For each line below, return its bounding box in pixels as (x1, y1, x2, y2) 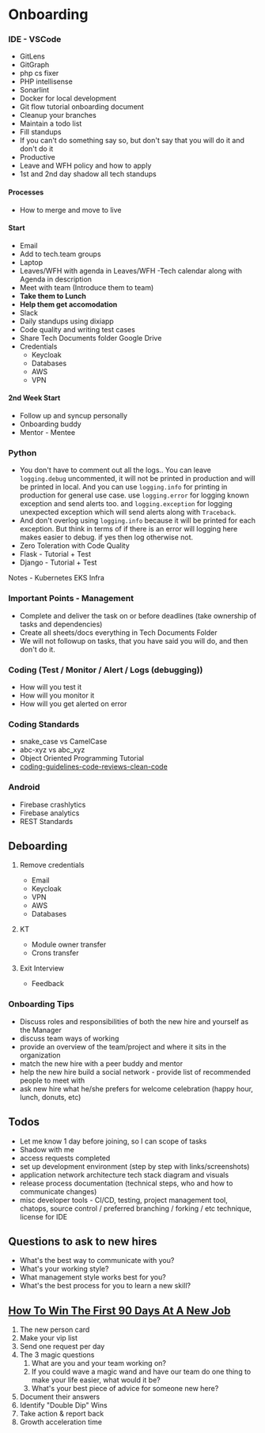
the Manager (19, 1025, 62, 1034)
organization (19, 1050, 61, 1060)
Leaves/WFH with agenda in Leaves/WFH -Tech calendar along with (19, 266, 243, 275)
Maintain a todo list (19, 119, 82, 128)
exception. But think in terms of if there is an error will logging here (19, 524, 238, 534)
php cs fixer (19, 69, 59, 78)
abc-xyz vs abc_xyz (19, 745, 85, 754)
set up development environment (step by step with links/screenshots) (19, 1161, 250, 1171)
